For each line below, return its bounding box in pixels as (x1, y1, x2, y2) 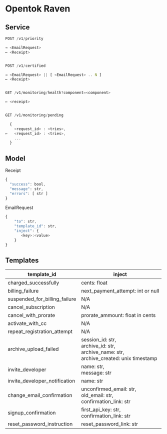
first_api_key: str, (80, 406, 121, 413)
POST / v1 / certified (5, 63, 46, 68)
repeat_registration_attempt (7, 328, 73, 335)
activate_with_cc (7, 320, 47, 327)
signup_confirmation (7, 409, 56, 416)
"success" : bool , (9, 181, 46, 186)
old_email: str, (80, 392, 114, 399)
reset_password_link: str (80, 420, 138, 427)
